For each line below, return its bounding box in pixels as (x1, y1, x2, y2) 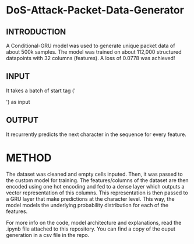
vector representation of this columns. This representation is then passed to (6, 189, 188, 196)
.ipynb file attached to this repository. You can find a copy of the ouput (6, 225, 176, 232)
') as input (6, 98, 30, 105)
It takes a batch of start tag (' (6, 87, 76, 94)
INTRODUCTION (6, 27, 66, 37)
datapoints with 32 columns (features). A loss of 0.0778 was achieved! (6, 55, 175, 61)
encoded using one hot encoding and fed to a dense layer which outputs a (6, 183, 185, 190)
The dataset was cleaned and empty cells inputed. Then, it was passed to (6, 170, 183, 177)
